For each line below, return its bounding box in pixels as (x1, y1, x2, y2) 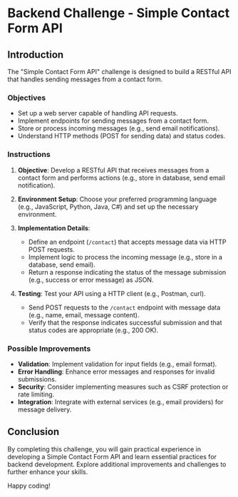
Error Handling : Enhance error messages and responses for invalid (17, 367, 215, 376)
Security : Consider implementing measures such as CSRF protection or (17, 382, 229, 391)
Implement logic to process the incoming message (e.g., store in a (28, 252, 223, 261)
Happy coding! (7, 481, 51, 490)
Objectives (7, 93, 46, 103)
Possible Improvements (7, 344, 91, 354)
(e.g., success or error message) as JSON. (28, 275, 154, 284)
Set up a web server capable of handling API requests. (17, 109, 178, 118)
